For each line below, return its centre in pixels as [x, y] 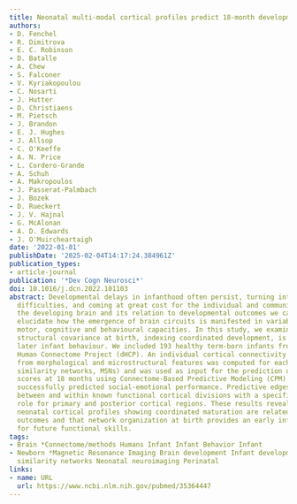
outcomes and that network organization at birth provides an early [146, 420]
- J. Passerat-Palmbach [53, 190]
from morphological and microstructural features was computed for [144, 363]
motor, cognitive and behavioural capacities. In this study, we [140, 330]
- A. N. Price [35, 157]
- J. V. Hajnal [37, 214]
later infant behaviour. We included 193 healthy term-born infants [146, 346]
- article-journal [43, 272]
